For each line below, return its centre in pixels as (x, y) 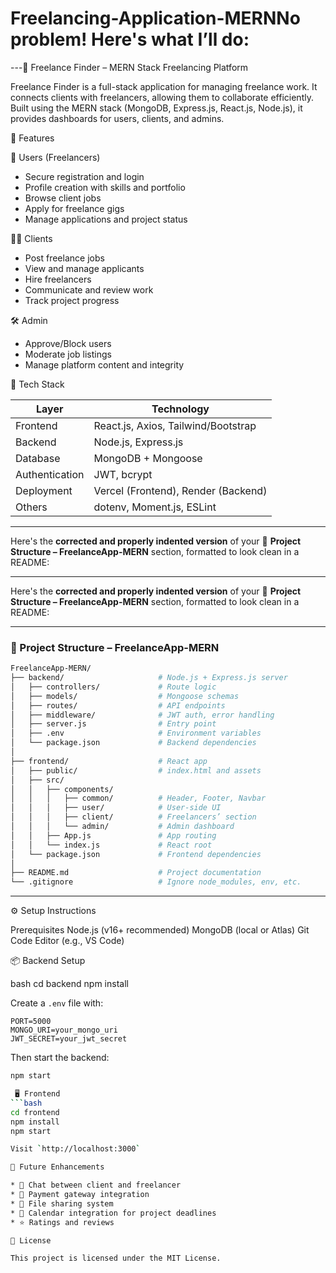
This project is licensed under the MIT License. (116, 1258)
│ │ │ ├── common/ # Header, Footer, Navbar (138, 798)
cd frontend (35, 1112)
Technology (180, 409)
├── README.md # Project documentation (136, 873)
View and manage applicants (84, 268)
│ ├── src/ (37, 780)
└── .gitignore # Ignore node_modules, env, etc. (156, 882)
